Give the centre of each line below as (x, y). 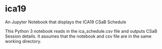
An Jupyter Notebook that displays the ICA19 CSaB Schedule (66, 22)
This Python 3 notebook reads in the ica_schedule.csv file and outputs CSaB (81, 31)
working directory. (23, 41)
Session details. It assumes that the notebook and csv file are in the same (78, 36)
